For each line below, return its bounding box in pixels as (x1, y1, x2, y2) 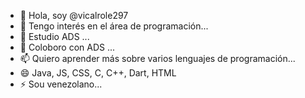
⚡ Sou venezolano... (19, 78, 103, 90)
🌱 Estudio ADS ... (19, 31, 90, 42)
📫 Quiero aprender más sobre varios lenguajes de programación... (19, 53, 296, 64)
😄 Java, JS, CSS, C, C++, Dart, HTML (19, 67, 177, 79)
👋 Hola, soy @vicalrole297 (19, 10, 129, 21)
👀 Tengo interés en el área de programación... (19, 20, 209, 32)
